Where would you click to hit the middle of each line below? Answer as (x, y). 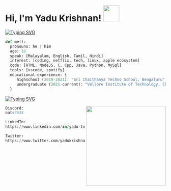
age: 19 (18, 51)
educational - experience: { (38, 75)
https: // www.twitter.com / (33, 141)
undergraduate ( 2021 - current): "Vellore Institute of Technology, (88, 84)
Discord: (15, 108)
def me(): (16, 42)
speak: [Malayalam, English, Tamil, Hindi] (56, 56)
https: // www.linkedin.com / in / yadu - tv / (46, 127)
